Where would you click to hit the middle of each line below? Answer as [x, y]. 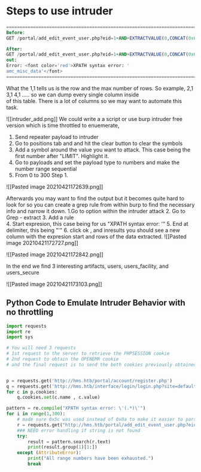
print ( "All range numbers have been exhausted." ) [91, 459]
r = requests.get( [40, 425]
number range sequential [46, 168]
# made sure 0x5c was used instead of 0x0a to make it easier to [100, 419]
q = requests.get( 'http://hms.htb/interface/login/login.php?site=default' [103, 386]
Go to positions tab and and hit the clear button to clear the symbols [99, 143]
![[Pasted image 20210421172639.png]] [55, 186]
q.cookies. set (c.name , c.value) [59, 397]
